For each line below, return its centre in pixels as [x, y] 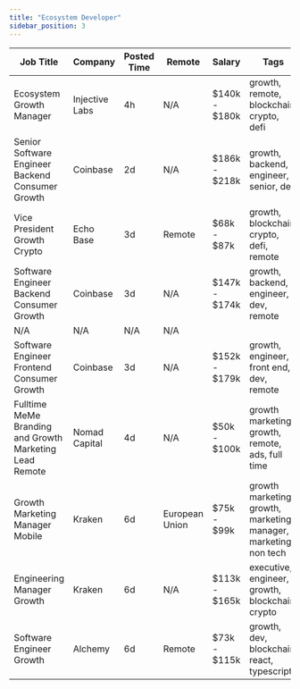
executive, [271, 567]
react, [261, 660]
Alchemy [91, 649]
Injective [91, 99]
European [183, 513]
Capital [87, 443]
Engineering [39, 578]
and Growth [38, 437]
